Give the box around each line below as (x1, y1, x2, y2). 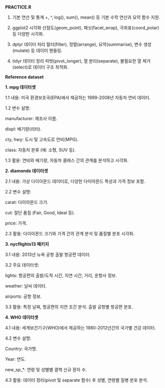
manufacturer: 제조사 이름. (5, 116, 58, 121)
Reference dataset (5, 74, 44, 80)
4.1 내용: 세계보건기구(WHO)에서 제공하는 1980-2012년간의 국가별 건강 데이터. (5, 325, 156, 330)
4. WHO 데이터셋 (5, 315, 38, 320)
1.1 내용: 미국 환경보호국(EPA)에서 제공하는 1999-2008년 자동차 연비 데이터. (5, 95, 151, 100)
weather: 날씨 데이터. (5, 283, 47, 289)
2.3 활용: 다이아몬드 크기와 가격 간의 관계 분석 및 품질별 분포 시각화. (5, 231, 134, 236)
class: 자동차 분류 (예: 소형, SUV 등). (5, 147, 76, 153)
